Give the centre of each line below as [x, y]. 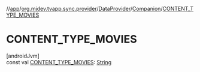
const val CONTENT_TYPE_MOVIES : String [59, 62]
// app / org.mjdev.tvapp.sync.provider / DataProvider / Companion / [84, 9]
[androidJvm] [23, 56]
